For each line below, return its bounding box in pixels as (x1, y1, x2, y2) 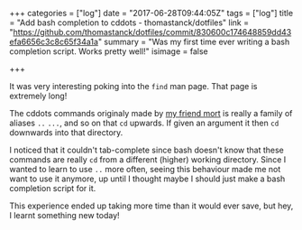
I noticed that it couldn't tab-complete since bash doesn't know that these (9, 144, 284, 155)
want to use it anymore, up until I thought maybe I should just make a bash (9, 173, 286, 184)
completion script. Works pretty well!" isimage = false (9, 46, 209, 57)
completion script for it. (9, 183, 96, 193)
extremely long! (9, 90, 68, 101)
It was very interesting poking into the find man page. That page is (9, 81, 258, 91)
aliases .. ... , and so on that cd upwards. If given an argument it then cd (9, 117, 279, 128)
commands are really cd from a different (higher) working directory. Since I (9, 154, 287, 165)
